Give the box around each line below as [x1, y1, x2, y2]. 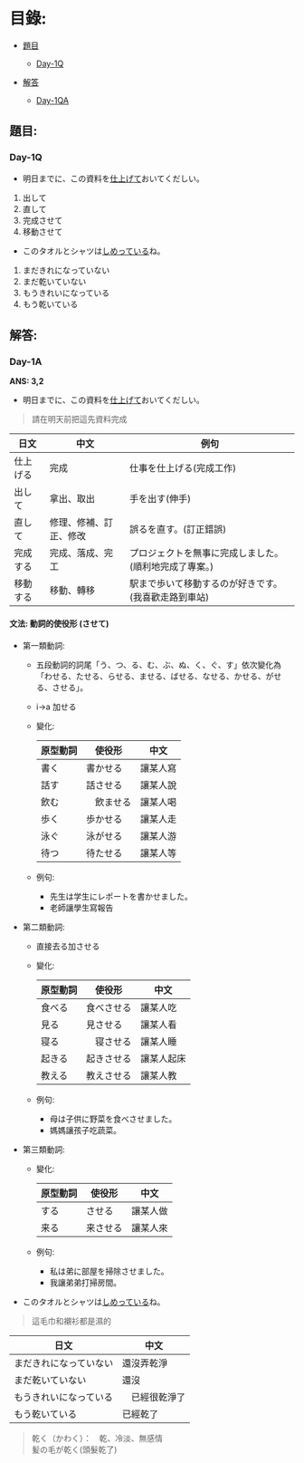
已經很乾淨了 [130, 1391, 186, 1403]
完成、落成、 [49, 547, 105, 560]
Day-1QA [35, 94, 70, 105]
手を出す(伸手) [129, 493, 192, 505]
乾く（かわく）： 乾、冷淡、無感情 [31, 1432, 163, 1443]
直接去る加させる [35, 940, 100, 951]
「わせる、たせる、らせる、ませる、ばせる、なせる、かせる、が [35, 670, 274, 681]
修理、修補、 [49, 516, 105, 529]
